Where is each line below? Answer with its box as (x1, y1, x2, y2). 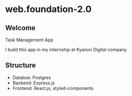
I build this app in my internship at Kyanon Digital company (5, 47, 127, 52)
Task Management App (5, 37, 54, 43)
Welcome (5, 24, 36, 32)
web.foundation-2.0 (5, 4, 92, 15)
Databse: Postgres (12, 74, 51, 80)
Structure (5, 61, 36, 70)
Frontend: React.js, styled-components (12, 85, 94, 91)
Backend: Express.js (12, 79, 55, 86)
